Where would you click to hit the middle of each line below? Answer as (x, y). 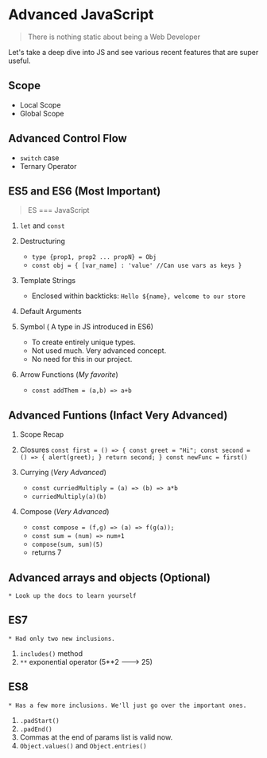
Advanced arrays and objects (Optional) (110, 577)
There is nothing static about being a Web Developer (114, 37)
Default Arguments (50, 312)
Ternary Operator (48, 166)
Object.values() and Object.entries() (83, 745)
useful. (19, 61)
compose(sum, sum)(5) (67, 545)
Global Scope (42, 113)
